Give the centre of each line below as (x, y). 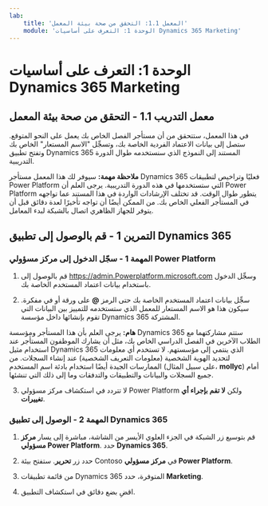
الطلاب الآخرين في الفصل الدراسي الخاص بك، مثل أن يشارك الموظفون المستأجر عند (135, 341)
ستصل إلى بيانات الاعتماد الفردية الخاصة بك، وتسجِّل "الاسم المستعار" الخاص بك (127, 144)
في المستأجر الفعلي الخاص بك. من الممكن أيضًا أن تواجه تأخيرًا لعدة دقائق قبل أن (129, 202)
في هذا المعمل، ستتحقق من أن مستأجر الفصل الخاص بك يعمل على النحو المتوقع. (129, 136)
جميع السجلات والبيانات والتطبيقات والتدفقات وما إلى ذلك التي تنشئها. (111, 375)
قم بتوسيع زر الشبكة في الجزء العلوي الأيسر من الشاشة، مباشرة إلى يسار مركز (138, 437)
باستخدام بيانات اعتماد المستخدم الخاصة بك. (85, 285)
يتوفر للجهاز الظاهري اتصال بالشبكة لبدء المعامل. (81, 211)
